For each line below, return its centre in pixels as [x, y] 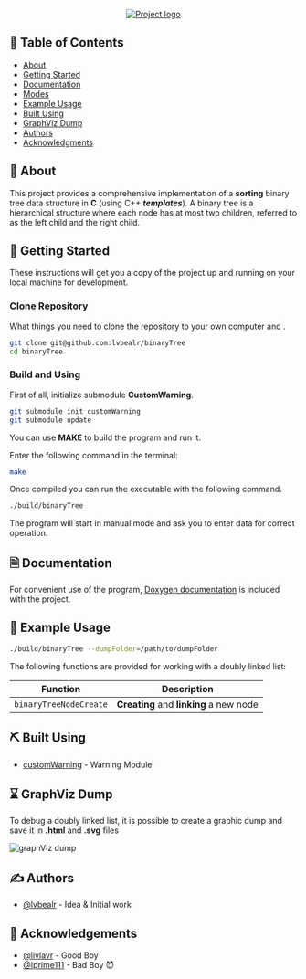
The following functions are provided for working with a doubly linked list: [148, 666]
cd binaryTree [37, 352]
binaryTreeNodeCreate [61, 704]
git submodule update [51, 420]
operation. [29, 533]
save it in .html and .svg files [64, 830]
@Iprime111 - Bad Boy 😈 [69, 965]
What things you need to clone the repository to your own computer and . [148, 326]
